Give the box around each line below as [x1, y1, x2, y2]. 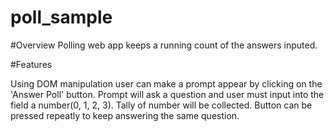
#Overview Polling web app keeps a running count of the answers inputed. [10, 39, 318, 51]
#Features [10, 58, 53, 70]
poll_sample [10, 6, 113, 29]
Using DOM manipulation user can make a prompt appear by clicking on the [10, 77, 323, 90]
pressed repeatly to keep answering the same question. [10, 109, 240, 121]
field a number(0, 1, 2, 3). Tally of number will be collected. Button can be [10, 99, 313, 111]
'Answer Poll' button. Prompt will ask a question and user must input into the [10, 88, 325, 100]
